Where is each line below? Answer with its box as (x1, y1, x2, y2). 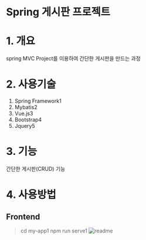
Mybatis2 (14, 104, 38, 111)
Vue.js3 (14, 110, 33, 117)
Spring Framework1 (14, 97, 62, 104)
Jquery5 (14, 123, 35, 130)
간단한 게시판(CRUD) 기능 (6, 165, 66, 172)
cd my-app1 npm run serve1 (20, 227, 88, 234)
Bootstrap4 (14, 116, 42, 123)
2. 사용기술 (6, 77, 56, 91)
